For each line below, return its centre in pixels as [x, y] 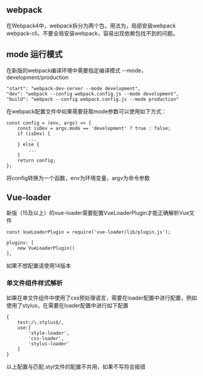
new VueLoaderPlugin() [46, 248]
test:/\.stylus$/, [41, 322]
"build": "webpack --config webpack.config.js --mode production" [93, 99]
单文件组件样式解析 [35, 283]
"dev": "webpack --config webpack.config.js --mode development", [93, 94]
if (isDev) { [34, 133]
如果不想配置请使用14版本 [39, 266]
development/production [38, 77]
